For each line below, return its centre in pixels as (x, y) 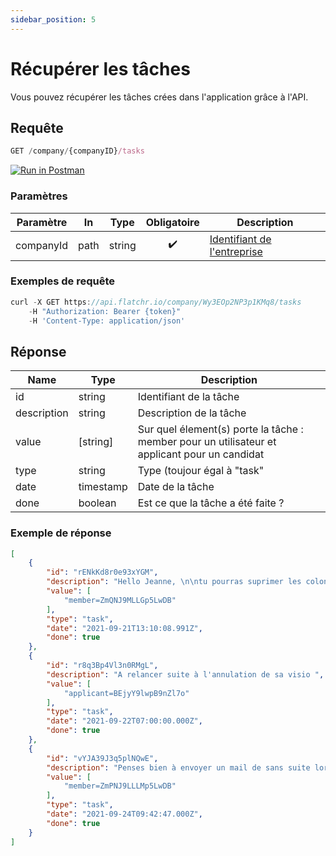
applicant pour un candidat (201, 454)
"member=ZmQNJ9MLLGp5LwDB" (120, 600)
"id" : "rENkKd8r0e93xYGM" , (102, 572)
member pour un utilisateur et (207, 442)
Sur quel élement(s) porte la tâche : (220, 429)
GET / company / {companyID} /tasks (77, 151)
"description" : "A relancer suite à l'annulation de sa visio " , (185, 674)
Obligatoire (172, 222)
